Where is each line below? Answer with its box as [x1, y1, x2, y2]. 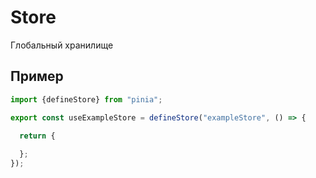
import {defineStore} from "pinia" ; [10, 94, 163, 105]
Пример [10, 68, 64, 85]
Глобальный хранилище [10, 39, 114, 51]
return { [19, 131, 56, 141]
